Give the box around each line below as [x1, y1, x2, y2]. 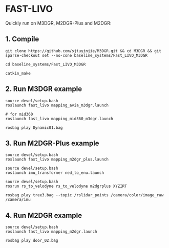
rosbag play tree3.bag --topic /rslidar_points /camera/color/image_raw [5, 193, 164, 198]
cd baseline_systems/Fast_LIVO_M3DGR [5, 62, 86, 67]
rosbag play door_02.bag [5, 238, 58, 243]
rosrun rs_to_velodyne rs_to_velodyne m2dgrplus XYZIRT [5, 184, 127, 189]
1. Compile [5, 35, 39, 43]
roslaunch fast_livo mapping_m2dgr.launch [5, 229, 97, 234]
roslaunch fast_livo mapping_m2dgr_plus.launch [5, 157, 109, 162]
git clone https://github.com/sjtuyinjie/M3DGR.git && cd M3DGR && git [5, 48, 161, 54]
